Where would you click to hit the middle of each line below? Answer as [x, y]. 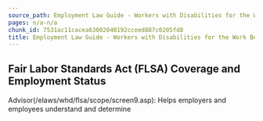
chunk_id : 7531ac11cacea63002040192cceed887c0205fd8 [96, 30]
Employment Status [57, 81]
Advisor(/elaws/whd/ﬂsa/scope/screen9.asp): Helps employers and [117, 100]
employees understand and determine [70, 109]
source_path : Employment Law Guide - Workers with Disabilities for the [129, 15]
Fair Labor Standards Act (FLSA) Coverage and [124, 68]
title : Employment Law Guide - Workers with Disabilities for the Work [127, 37]
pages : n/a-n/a [33, 23]
